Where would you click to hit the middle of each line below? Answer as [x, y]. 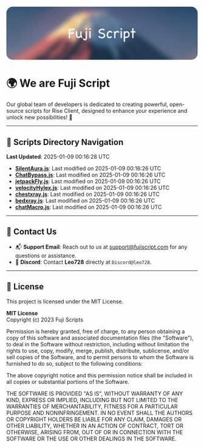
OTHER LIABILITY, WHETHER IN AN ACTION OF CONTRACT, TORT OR [95, 426]
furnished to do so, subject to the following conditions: [74, 363]
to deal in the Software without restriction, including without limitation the [98, 344]
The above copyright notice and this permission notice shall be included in [99, 375]
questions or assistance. [46, 255]
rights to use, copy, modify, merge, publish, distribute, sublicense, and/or [98, 351]
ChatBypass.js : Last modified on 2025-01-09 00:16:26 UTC [90, 175]
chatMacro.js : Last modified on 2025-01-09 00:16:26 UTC [88, 207]
